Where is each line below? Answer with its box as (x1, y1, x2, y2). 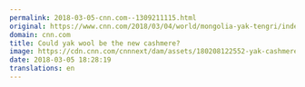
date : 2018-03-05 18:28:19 (9, 55, 112, 64)
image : (9, 47, 34, 56)
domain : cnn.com (9, 30, 71, 39)
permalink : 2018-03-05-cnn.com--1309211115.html (9, 13, 197, 23)
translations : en (9, 64, 75, 73)
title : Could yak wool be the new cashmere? (9, 38, 181, 48)
